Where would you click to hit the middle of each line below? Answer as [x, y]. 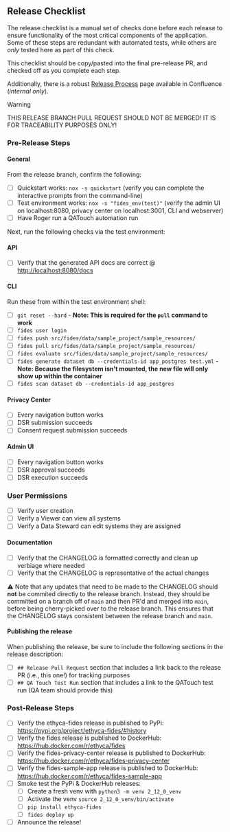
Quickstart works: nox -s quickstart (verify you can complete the [111, 188]
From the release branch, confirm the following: [74, 174]
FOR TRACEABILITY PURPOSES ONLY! [62, 125]
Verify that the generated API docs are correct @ [86, 263]
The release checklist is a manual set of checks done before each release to [115, 28]
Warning [19, 104]
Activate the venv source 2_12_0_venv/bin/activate [100, 799]
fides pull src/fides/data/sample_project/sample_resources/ [106, 346]
